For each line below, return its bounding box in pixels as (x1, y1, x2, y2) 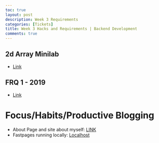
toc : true (5, 7, 26, 13)
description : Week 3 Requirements (5, 17, 79, 22)
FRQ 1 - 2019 (5, 78, 46, 87)
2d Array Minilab (5, 50, 59, 59)
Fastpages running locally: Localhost (12, 132, 90, 138)
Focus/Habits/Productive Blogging (5, 109, 154, 121)
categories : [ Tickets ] (5, 21, 53, 27)
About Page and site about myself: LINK (12, 126, 97, 132)
